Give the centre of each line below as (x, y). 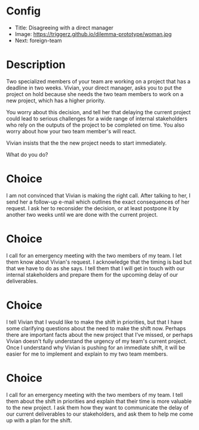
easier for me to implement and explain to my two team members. (87, 354)
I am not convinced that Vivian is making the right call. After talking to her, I (99, 195)
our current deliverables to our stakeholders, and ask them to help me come (100, 414)
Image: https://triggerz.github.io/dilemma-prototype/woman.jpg (93, 34)
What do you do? (27, 154)
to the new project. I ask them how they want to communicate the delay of (97, 407)
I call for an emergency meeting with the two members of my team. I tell (95, 395)
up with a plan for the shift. (39, 420)
